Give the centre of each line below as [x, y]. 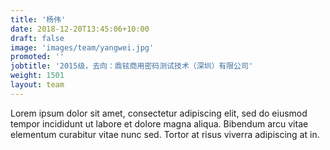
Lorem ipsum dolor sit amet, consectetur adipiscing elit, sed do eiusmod [159, 113]
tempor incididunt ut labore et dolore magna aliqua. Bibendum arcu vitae [159, 123]
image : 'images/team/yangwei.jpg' [82, 47]
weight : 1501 [37, 76]
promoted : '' [37, 57]
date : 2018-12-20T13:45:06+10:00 [80, 29]
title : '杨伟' [38, 19]
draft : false [37, 38]
